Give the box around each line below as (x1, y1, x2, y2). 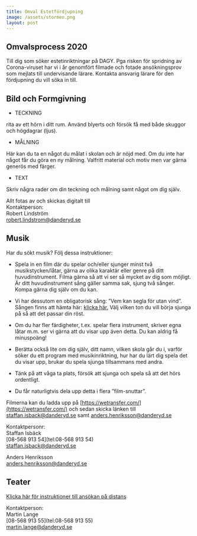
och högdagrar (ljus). (6, 127, 57, 134)
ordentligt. (14, 376, 40, 383)
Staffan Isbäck (6, 429, 41, 436)
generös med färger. (6, 163, 56, 170)
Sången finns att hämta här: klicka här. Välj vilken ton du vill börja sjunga (14, 303, 191, 310)
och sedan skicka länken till (69, 405, 136, 413)
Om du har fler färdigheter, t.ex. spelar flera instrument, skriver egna (14, 321, 182, 328)
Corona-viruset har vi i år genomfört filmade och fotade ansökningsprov (6, 64, 182, 71)
